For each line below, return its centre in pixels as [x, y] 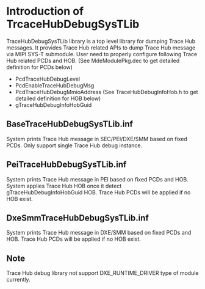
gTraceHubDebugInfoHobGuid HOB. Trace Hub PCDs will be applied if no [99, 192]
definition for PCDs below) [40, 67]
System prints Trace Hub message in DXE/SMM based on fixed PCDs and [99, 233]
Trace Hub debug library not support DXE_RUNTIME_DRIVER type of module [103, 273]
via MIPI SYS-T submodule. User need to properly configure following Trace [102, 54]
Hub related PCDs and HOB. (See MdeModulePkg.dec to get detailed [93, 60]
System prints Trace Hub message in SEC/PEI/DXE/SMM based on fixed [97, 139]
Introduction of [45, 11]
